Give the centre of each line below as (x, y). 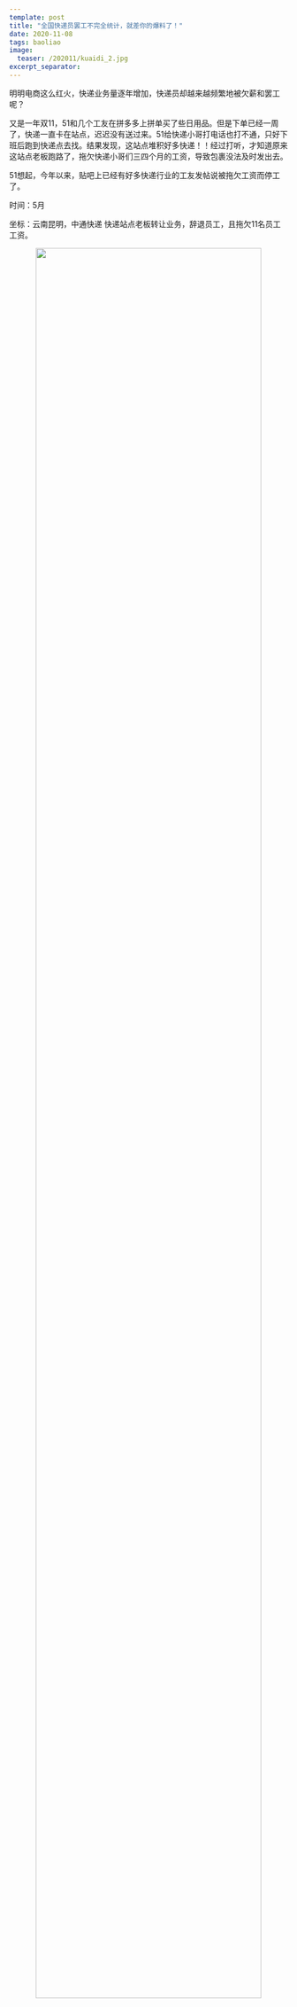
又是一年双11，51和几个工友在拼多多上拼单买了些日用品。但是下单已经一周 (144, 123)
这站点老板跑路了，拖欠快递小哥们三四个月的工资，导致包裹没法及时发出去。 (148, 156)
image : (21, 51)
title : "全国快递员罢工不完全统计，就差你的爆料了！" (96, 26)
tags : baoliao (35, 42)
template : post (37, 17)
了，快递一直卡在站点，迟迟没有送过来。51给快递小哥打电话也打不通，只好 (145, 134)
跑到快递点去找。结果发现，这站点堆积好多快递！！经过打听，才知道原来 (156, 145)
